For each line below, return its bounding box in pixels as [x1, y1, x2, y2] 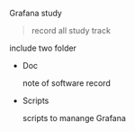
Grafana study [9, 8, 63, 18]
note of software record [22, 78, 111, 89]
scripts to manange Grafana [22, 113, 126, 123]
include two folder [9, 42, 76, 53]
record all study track [31, 25, 111, 35]
